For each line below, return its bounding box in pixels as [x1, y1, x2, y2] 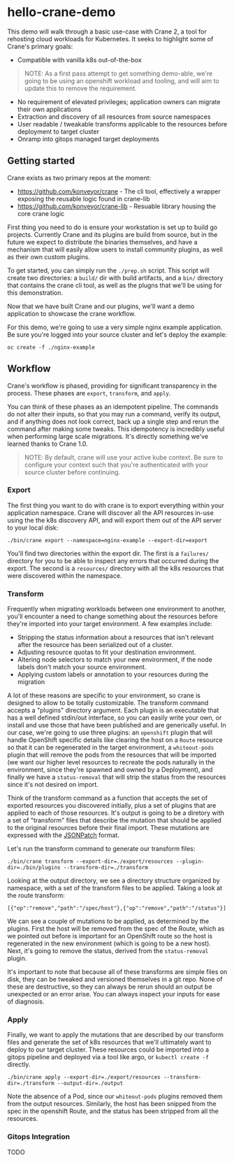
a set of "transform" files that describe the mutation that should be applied [7, 816, 222, 825]
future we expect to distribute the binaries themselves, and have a [7, 238, 198, 246]
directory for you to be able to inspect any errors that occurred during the [7, 556, 219, 565]
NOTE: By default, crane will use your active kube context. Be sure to [24, 453, 224, 461]
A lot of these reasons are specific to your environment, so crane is [7, 691, 201, 699]
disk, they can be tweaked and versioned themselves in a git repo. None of [7, 975, 223, 984]
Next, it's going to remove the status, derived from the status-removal [7, 947, 209, 955]
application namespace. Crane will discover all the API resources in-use [7, 508, 214, 517]
